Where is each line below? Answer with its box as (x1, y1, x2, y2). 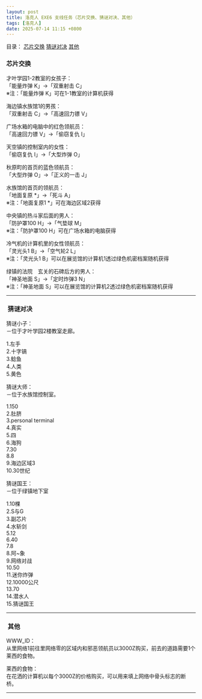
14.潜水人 (6, 592, 29, 599)
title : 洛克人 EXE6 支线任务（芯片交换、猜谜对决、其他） (6, 14, 135, 21)
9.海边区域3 (6, 459, 36, 467)
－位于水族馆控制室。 (6, 391, 59, 398)
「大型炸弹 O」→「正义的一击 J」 (6, 171, 90, 178)
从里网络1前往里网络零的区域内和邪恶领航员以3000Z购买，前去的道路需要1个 (6, 645, 196, 652)
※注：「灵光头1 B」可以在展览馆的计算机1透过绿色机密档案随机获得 (6, 255, 170, 262)
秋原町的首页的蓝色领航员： (6, 164, 75, 171)
